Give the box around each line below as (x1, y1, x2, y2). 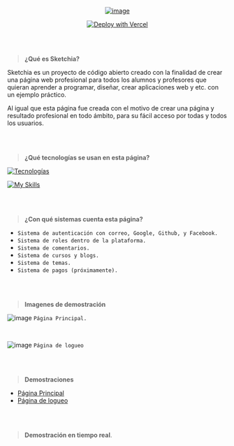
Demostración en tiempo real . (24, 431, 112, 439)
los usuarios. (7, 119, 44, 127)
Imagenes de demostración (24, 301, 106, 308)
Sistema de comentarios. (17, 245, 90, 252)
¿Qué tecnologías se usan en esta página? (24, 154, 150, 161)
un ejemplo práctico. (7, 91, 66, 99)
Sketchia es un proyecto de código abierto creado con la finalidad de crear (7, 69, 223, 76)
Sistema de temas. (17, 259, 71, 266)
